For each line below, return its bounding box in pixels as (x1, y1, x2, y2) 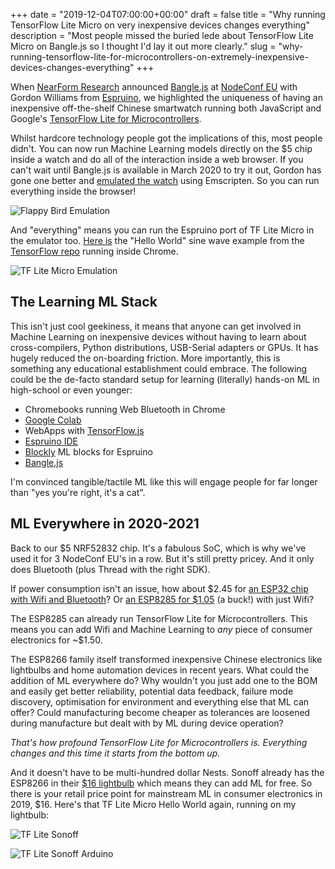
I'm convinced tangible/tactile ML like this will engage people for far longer (10, 475, 318, 488)
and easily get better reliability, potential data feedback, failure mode (10, 685, 294, 697)
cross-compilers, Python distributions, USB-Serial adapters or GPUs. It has (10, 341, 319, 353)
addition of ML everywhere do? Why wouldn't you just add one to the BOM (10, 674, 318, 686)
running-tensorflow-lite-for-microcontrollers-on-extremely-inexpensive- (10, 51, 309, 63)
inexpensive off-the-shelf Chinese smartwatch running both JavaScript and (10, 102, 322, 114)
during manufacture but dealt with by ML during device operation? (10, 717, 284, 729)
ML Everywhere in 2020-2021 (10, 515, 200, 533)
